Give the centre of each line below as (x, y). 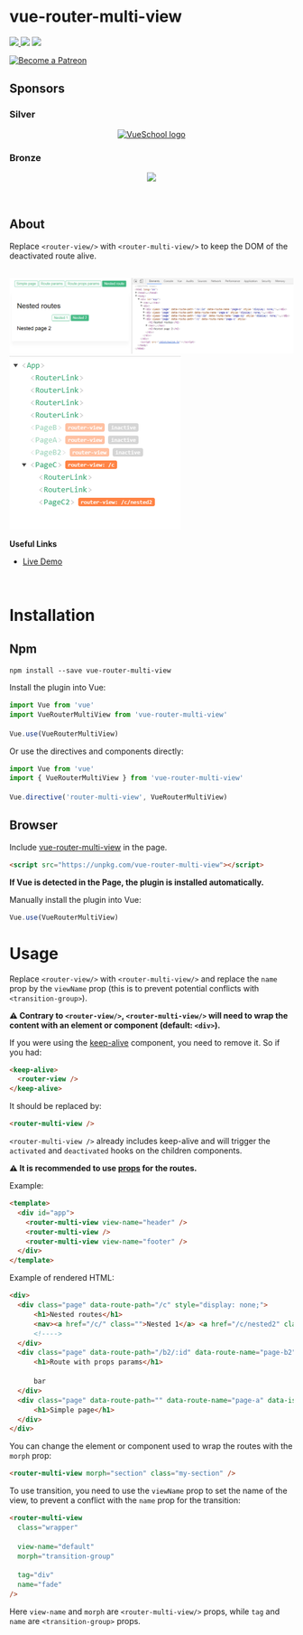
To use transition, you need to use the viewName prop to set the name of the (148, 1491)
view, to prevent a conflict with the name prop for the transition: (125, 1500)
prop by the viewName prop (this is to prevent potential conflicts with (134, 988)
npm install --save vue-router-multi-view (90, 671)
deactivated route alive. (53, 256)
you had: (26, 1052)
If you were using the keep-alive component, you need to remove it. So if (145, 1042)
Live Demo (42, 561)
